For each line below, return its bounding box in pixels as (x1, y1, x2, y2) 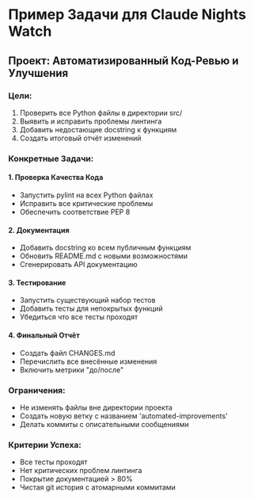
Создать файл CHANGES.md (19, 348, 116, 357)
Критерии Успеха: (8, 439, 82, 450)
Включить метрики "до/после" (19, 365, 124, 374)
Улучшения (8, 66, 69, 80)
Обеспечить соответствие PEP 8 (19, 208, 131, 216)
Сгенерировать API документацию (19, 260, 138, 269)
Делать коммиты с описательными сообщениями (19, 419, 190, 429)
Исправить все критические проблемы (19, 199, 154, 208)
